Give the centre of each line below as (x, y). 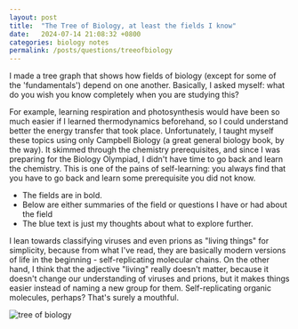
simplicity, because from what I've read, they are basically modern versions (148, 251)
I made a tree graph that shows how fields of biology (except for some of (143, 76)
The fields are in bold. (62, 196)
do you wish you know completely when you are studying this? (124, 95)
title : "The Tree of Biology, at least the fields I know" (123, 26)
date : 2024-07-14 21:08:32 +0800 (75, 34)
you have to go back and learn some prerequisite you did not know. (133, 178)
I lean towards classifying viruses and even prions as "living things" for (139, 241)
